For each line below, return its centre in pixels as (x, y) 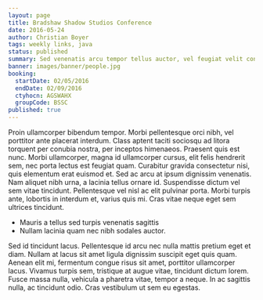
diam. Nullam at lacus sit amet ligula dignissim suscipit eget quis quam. (122, 254)
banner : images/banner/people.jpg (65, 67)
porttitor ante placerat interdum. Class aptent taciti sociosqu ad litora (119, 141)
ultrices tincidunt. (36, 207)
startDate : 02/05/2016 (52, 81)
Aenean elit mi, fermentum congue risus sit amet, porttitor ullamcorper (122, 262)
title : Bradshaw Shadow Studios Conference (80, 23)
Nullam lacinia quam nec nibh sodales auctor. (92, 231)
